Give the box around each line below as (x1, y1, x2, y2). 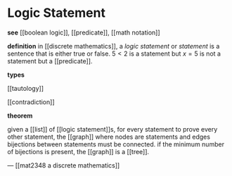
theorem (7, 111, 33, 120)
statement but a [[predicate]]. (7, 56, 93, 65)
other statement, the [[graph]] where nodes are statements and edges (7, 132, 211, 141)
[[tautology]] (7, 84, 44, 92)
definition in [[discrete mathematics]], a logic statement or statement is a (7, 42, 220, 50)
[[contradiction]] (7, 97, 55, 106)
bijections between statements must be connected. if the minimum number (7, 139, 225, 149)
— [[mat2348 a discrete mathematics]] (7, 161, 120, 170)
